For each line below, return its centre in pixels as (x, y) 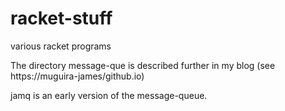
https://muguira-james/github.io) (77, 76)
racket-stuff (61, 18)
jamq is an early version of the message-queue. (109, 95)
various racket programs (61, 46)
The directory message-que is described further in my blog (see (143, 65)
